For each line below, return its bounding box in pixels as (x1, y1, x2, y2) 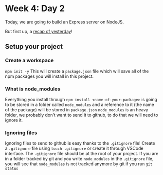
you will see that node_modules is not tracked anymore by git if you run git (5, 161, 153, 167)
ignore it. (5, 117, 23, 123)
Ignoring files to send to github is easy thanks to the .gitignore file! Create (5, 140, 156, 146)
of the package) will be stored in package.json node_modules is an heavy (5, 106, 148, 112)
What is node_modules (5, 86, 61, 92)
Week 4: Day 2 (5, 3, 65, 14)
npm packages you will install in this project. (5, 73, 94, 79)
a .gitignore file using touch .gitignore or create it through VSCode (5, 145, 144, 151)
